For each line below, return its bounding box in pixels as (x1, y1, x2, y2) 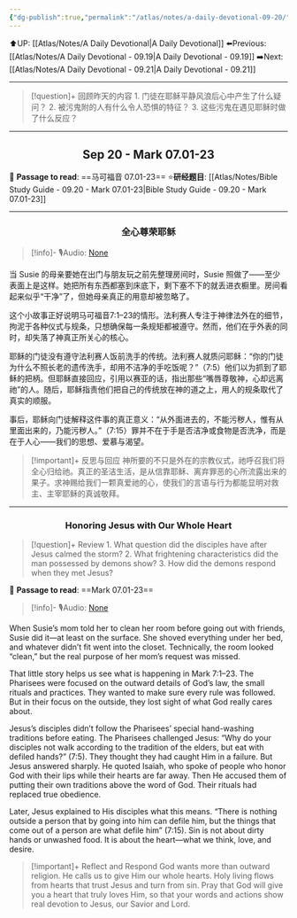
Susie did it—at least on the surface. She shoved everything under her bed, (9, 633, 284, 643)
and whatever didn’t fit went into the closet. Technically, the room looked (9, 642, 274, 652)
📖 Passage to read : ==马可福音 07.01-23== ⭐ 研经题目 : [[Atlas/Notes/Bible (9, 172, 278, 183)
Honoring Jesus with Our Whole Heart (65, 519, 232, 532)
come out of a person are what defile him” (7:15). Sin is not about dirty (9, 825, 264, 836)
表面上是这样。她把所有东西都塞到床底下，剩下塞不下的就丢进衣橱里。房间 (9, 280, 280, 291)
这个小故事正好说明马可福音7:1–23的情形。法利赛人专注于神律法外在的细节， (9, 309, 288, 320)
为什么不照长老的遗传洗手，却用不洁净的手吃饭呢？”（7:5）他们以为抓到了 (9, 362, 279, 372)
